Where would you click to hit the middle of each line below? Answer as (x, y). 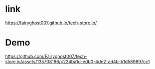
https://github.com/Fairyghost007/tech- (46, 56)
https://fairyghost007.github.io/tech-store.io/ (51, 23)
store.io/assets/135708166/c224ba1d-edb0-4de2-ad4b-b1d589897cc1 (77, 61)
